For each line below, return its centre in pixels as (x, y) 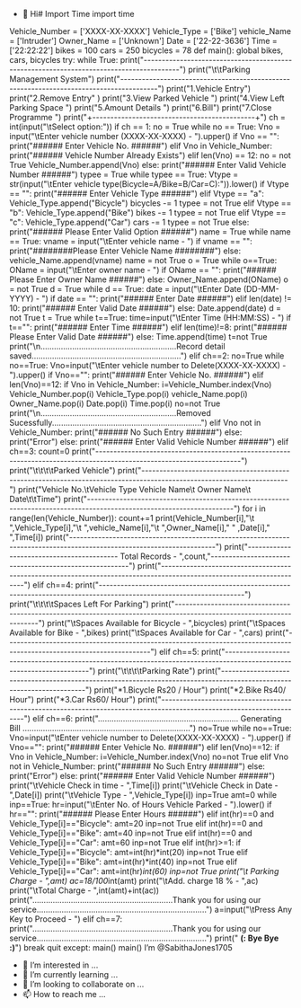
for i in (254, 508)
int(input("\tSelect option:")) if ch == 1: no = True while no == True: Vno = (145, 127)
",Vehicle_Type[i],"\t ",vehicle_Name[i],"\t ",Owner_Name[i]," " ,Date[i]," (140, 527)
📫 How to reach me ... (64, 994)
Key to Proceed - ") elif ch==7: (66, 919)
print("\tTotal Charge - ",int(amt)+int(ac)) (84, 890)
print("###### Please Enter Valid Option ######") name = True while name (150, 232)
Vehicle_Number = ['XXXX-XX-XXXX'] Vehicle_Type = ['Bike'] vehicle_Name (150, 31)
